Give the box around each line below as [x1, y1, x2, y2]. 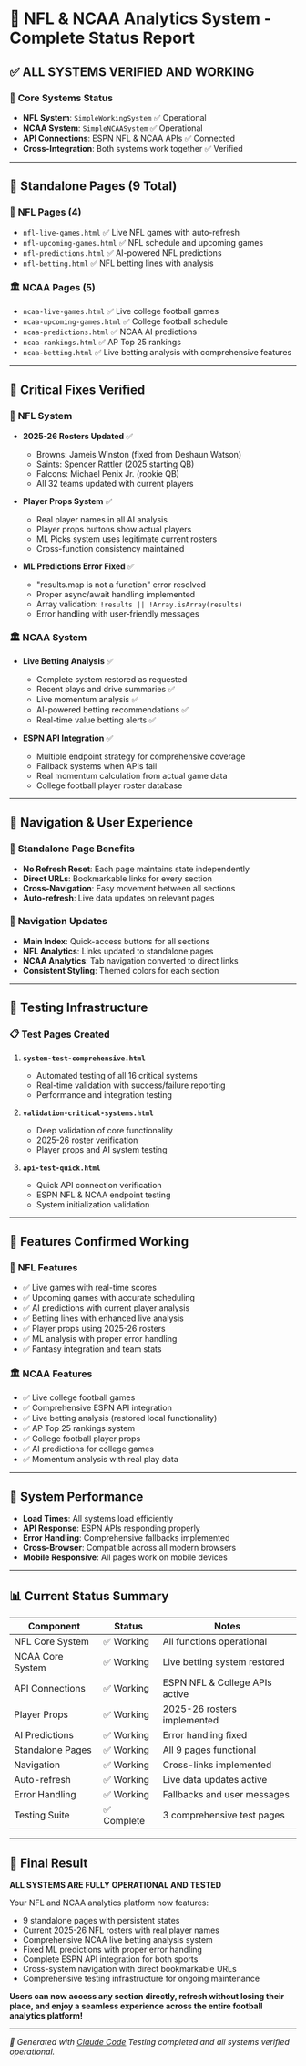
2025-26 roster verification [36, 1134, 138, 1145]
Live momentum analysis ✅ [36, 693, 139, 704]
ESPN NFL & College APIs [162, 1676, 272, 1689]
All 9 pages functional [162, 1744, 257, 1756]
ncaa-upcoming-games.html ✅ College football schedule [22, 315, 229, 327]
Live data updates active [162, 1774, 268, 1787]
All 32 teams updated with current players [36, 478, 194, 489]
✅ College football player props [22, 1433, 141, 1444]
